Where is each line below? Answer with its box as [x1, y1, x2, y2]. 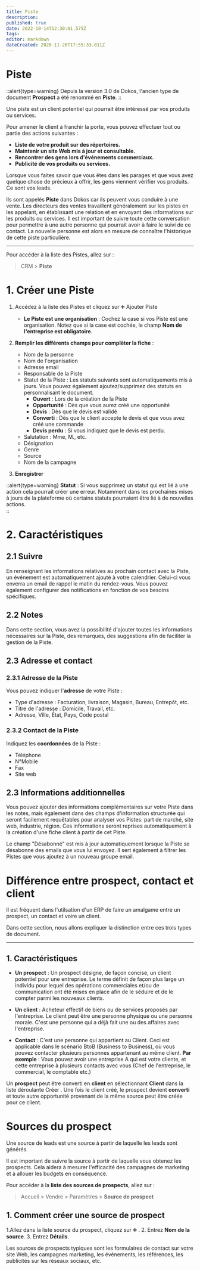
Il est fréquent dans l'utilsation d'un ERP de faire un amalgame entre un [6, 906, 180, 913]
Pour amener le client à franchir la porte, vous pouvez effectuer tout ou [6, 123, 180, 130]
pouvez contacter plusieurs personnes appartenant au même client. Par [14, 1049, 192, 1057]
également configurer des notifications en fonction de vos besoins [6, 586, 170, 593]
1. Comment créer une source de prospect [6, 1210, 165, 1221]
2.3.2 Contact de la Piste [6, 726, 79, 735]
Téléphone [14, 751, 42, 758]
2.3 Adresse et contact [6, 655, 93, 665]
